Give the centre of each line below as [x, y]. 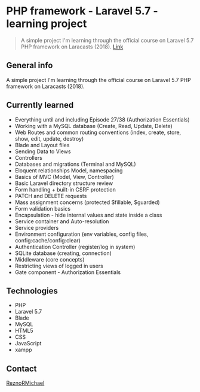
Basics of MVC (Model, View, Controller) [64, 177]
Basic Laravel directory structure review [64, 183]
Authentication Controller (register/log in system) [75, 247]
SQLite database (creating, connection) [63, 253]
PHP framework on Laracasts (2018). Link [72, 47]
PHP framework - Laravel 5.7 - [82, 11]
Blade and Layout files [42, 145]
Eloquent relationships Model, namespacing [69, 170]
